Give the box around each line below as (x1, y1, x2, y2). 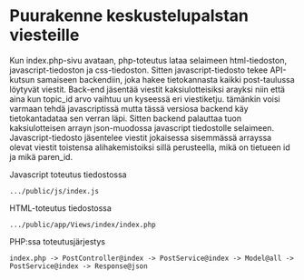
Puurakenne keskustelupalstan (9, 5, 250, 26)
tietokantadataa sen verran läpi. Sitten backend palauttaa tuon (9, 113, 242, 124)
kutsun (9, 74, 35, 85)
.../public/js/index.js (9, 186, 100, 195)
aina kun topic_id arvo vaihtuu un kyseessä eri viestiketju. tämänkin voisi (9, 93, 280, 105)
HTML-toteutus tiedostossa (9, 202, 112, 214)
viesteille (9, 25, 80, 45)
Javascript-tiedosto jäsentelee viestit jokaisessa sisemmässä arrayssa (9, 132, 272, 143)
